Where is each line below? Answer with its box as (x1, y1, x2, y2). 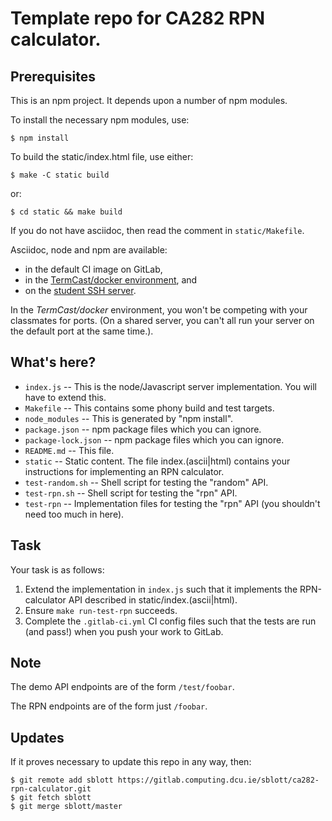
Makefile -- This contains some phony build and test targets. (24, 402, 275, 414)
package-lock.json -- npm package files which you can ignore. (24, 433, 285, 446)
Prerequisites (10, 68, 96, 85)
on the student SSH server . (24, 285, 137, 296)
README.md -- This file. (24, 444, 115, 456)
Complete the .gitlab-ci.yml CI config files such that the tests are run (24, 615, 317, 627)
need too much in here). (24, 508, 125, 520)
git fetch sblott (19, 793, 92, 803)
